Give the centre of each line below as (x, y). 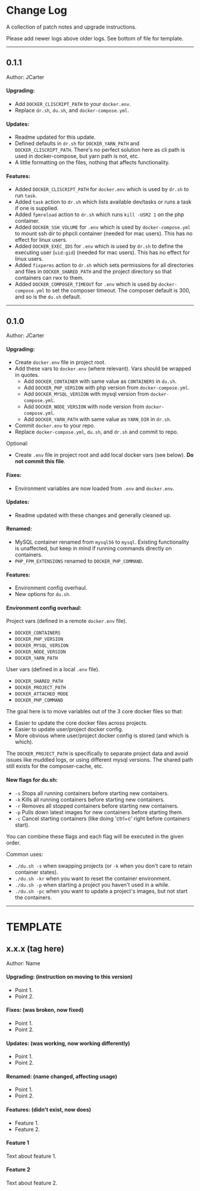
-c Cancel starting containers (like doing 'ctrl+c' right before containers (102, 818)
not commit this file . (40, 462)
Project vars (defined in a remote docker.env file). (67, 621)
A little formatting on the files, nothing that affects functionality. (92, 163)
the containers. (33, 897)
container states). (36, 872)
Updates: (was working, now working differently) (68, 1043)
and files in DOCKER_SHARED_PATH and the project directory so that (93, 272)
